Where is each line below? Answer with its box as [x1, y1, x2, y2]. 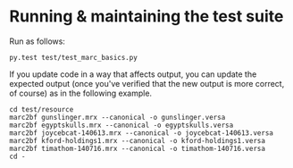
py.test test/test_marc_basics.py [9, 53, 138, 62]
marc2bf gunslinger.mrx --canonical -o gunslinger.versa [9, 113, 226, 122]
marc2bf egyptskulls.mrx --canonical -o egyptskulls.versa [9, 121, 234, 130]
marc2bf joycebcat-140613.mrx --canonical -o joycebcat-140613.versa [9, 128, 274, 138]
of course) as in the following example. [9, 88, 153, 98]
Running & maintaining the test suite [9, 6, 284, 27]
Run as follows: [9, 36, 65, 46]
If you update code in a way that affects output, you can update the [9, 69, 257, 80]
